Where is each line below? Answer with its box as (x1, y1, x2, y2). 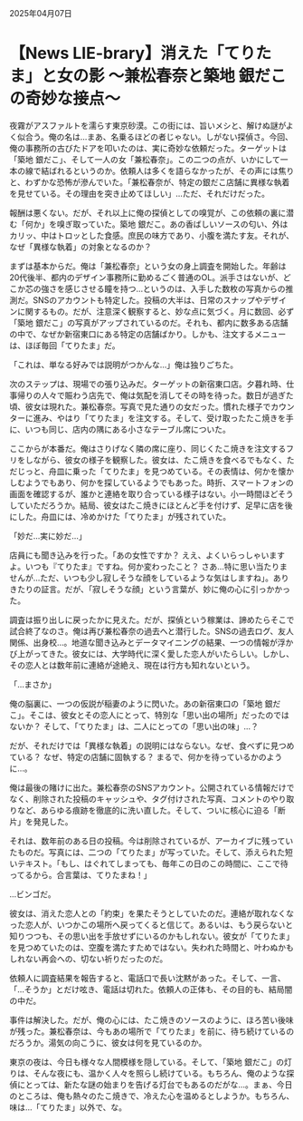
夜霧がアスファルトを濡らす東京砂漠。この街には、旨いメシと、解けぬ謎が (9, 120, 287, 131)
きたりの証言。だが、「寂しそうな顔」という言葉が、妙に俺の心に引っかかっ (9, 583, 291, 594)
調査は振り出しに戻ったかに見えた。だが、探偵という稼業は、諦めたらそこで (9, 614, 295, 625)
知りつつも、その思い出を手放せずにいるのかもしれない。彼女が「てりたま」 (9, 931, 295, 941)
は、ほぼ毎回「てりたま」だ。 (9, 339, 120, 351)
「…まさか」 (9, 678, 57, 689)
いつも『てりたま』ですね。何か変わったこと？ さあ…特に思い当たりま (24, 560, 288, 571)
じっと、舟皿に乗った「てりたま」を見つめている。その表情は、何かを (16, 465, 279, 476)
